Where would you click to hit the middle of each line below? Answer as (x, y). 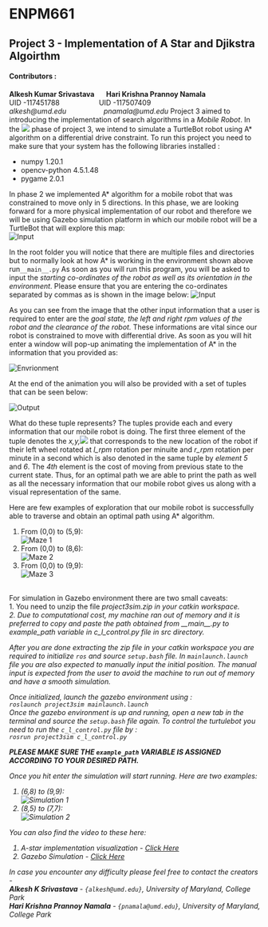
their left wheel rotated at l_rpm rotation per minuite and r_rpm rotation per (131, 450)
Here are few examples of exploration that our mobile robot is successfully (132, 507)
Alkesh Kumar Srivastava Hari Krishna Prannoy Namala (108, 94)
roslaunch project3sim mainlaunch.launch (79, 705)
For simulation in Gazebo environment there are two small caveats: (118, 597)
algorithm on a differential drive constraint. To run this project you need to (130, 138)
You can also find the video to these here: (78, 832)
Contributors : (33, 76)
